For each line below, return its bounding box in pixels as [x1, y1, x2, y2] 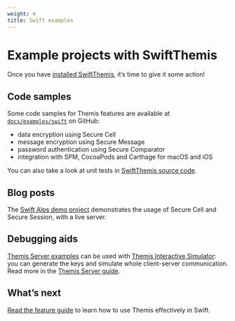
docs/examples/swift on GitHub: [7, 117, 100, 125]
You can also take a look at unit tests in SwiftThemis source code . [7, 166, 197, 175]
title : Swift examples [7, 17, 74, 24]
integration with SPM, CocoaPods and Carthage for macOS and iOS [17, 152, 213, 162]
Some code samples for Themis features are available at [7, 110, 170, 118]
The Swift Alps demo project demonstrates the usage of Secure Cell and [7, 205, 217, 214]
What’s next [7, 287, 62, 299]
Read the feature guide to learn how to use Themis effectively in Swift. [7, 306, 210, 314]
